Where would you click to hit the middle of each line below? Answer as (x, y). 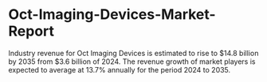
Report (31, 31)
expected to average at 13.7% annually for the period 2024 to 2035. (120, 69)
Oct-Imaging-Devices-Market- (112, 15)
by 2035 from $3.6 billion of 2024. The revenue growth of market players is (132, 61)
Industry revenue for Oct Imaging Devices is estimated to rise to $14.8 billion (133, 53)
